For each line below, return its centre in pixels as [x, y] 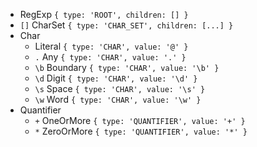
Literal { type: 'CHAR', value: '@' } [111, 46]
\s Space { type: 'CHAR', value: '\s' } [120, 88]
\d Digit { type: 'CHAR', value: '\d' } [116, 78]
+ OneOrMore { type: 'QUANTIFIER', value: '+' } [140, 120]
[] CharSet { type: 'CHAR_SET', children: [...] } [126, 25]
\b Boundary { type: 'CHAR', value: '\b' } [127, 67]
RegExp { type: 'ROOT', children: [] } [104, 14]
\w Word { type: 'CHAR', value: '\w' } [118, 99]
